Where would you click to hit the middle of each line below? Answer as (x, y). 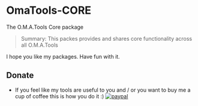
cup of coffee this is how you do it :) (59, 96)
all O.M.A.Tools (39, 45)
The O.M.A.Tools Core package (45, 27)
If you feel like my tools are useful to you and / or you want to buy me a (103, 90)
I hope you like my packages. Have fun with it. (63, 56)
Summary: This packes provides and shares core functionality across (106, 38)
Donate (20, 75)
